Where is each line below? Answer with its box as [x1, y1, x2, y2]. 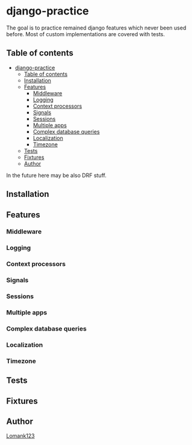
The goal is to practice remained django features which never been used [6, 24, 187, 31]
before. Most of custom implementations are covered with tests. [6, 30, 166, 37]
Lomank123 [6, 432, 35, 440]
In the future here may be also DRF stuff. [6, 172, 107, 179]
